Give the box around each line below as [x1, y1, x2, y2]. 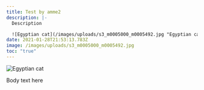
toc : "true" [6, 48, 36, 55]
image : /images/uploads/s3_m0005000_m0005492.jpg [6, 43, 135, 49]
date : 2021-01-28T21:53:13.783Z [6, 37, 88, 43]
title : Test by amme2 [6, 9, 61, 15]
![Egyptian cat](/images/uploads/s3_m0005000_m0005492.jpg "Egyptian [12, 31, 191, 37]
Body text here [6, 77, 44, 84]
